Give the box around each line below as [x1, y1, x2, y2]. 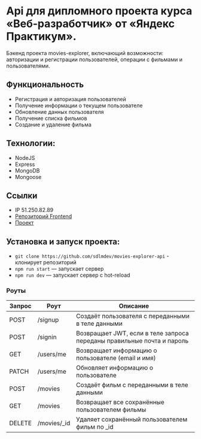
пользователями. [6, 62, 50, 69]
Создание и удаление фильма [14, 121, 92, 128]
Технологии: [6, 138, 56, 149]
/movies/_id [37, 419, 71, 428]
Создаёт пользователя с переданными [75, 312, 190, 320]
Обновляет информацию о [75, 364, 154, 372]
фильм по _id [75, 423, 114, 431]
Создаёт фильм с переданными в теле [75, 381, 188, 389]
